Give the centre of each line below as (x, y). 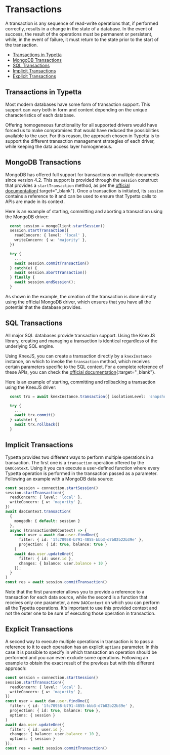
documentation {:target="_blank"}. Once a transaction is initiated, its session (84, 190)
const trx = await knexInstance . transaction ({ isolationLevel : (78, 396)
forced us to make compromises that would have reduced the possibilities (82, 130)
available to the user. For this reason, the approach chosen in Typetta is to (82, 136)
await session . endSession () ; (45, 282)
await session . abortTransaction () (51, 273)
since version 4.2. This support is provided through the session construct (82, 180)
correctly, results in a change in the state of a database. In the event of (79, 28)
